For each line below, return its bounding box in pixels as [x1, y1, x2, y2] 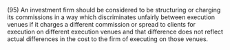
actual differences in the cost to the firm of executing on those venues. [7, 35, 209, 43]
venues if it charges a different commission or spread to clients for [7, 21, 196, 28]
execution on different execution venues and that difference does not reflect [7, 27, 224, 36]
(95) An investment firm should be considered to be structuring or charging [7, 6, 221, 14]
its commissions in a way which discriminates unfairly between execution [7, 13, 216, 21]
